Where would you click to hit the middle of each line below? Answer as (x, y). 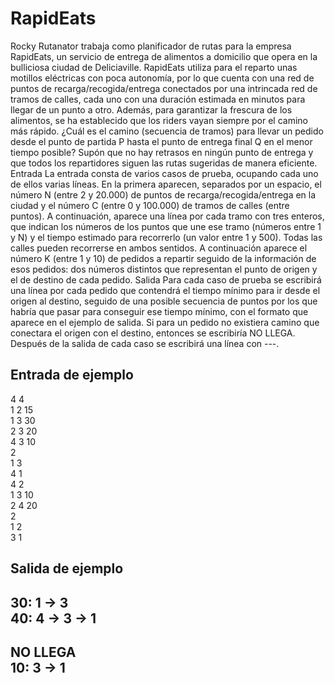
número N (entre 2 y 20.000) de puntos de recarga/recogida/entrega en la (163, 194)
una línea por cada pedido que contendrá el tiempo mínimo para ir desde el (165, 290)
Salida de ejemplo (67, 568)
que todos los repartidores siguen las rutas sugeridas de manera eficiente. (164, 163)
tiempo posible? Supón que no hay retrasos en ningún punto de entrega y (162, 152)
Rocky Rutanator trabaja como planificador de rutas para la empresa (151, 46)
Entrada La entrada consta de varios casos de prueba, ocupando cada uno (164, 173)
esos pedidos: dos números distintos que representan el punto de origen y (164, 269)
